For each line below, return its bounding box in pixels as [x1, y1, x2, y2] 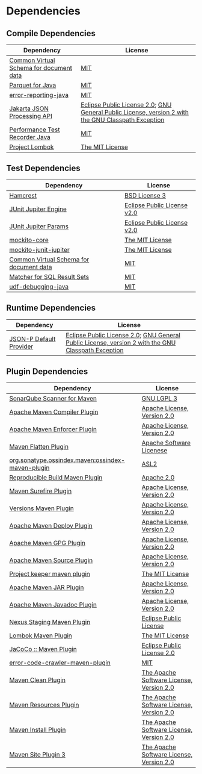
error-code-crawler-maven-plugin [9, 658, 111, 667]
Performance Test [9, 125, 60, 134]
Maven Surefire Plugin [9, 487, 72, 495]
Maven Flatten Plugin [9, 443, 69, 451]
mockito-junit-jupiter [9, 245, 70, 254]
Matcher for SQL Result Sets [9, 272, 90, 281]
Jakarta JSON [9, 104, 49, 113]
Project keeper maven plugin [9, 570, 90, 578]
